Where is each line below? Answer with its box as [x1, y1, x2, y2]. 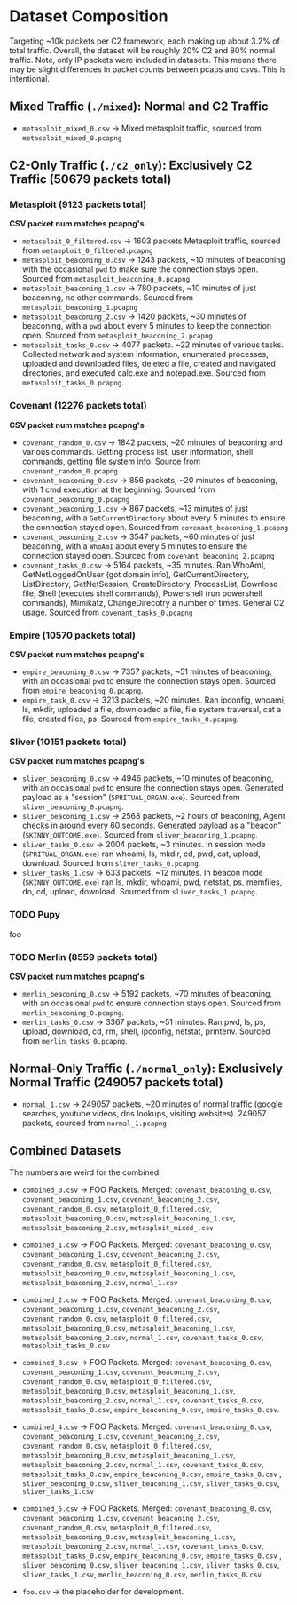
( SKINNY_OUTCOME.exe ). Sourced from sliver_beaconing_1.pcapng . [21, 830, 259, 840]
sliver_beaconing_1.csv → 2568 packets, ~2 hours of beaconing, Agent [21, 811, 285, 822]
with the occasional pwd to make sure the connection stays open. [21, 264, 259, 274]
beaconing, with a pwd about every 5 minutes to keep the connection [21, 321, 272, 331]
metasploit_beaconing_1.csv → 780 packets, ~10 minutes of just [21, 282, 257, 294]
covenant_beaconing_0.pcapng [21, 495, 130, 504]
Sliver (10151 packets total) [9, 735, 127, 748]
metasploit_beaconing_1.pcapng [21, 304, 138, 313]
